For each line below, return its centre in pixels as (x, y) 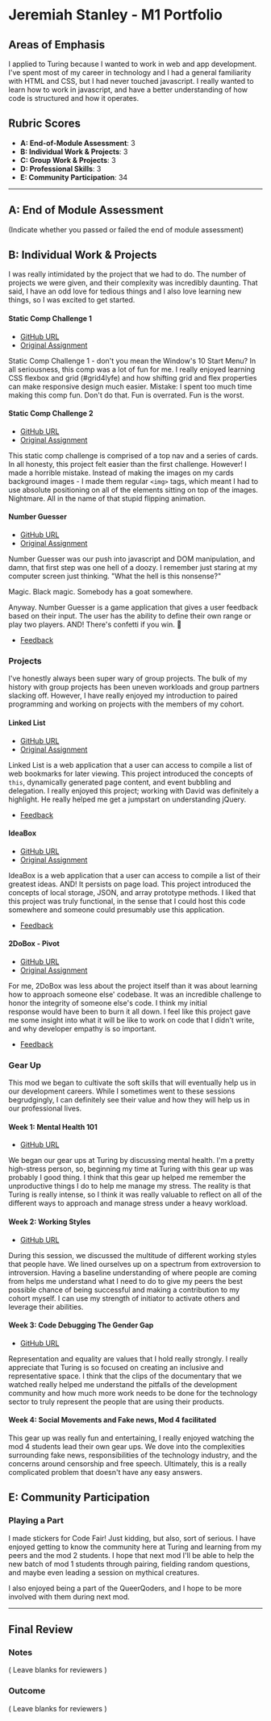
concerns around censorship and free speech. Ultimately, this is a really (128, 1464)
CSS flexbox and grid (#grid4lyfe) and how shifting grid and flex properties (133, 377)
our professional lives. (45, 1108)
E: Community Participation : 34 (74, 177)
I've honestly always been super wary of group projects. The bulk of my (128, 678)
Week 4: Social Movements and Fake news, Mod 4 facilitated (113, 1420)
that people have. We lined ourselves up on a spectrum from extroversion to (135, 1264)
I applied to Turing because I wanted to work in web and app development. (133, 64)
